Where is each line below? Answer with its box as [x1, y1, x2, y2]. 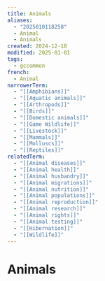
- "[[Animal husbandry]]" [13, 173, 90, 180]
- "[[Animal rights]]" [13, 212, 80, 219]
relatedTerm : [7, 153, 45, 161]
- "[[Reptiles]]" [13, 147, 64, 154]
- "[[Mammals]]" [13, 134, 61, 140]
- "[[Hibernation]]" [13, 224, 73, 231]
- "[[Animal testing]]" [13, 218, 83, 225]
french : [7, 69, 30, 75]
